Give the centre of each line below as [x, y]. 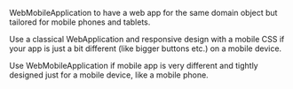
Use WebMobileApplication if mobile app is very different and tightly [134, 66]
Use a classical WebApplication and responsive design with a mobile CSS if [147, 39]
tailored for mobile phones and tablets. [80, 22]
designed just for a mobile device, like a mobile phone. [109, 75]
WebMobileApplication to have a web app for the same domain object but [143, 13]
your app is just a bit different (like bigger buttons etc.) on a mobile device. [146, 48]
